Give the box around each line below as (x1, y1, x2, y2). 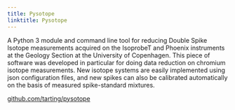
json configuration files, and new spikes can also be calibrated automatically (7, 73, 228, 81)
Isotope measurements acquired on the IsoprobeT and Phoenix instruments (7, 43, 225, 52)
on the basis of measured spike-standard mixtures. (7, 81, 156, 89)
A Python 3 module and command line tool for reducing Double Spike (7, 36, 208, 44)
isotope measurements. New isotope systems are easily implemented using (7, 66, 226, 74)
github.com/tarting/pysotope (7, 94, 90, 102)
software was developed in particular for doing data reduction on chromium (7, 58, 226, 67)
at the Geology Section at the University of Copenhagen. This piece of (7, 50, 210, 60)
